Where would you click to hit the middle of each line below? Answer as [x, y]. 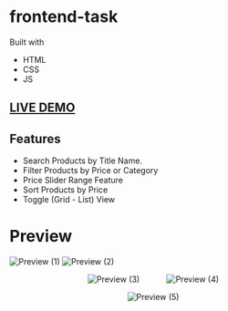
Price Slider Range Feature [73, 181]
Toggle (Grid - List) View [69, 200]
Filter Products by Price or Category [90, 171]
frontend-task [64, 17]
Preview [41, 237]
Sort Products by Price [65, 190]
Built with [27, 42]
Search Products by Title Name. [83, 161]
